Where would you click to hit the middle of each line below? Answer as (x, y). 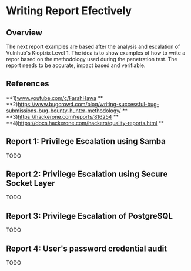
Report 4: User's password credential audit (87, 248)
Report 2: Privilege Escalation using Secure (87, 174)
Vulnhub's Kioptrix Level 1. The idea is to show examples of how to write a (96, 53)
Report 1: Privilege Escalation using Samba (86, 141)
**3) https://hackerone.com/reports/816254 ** (63, 116)
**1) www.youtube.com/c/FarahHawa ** (55, 98)
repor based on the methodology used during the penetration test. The (92, 59)
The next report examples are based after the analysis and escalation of (93, 46)
